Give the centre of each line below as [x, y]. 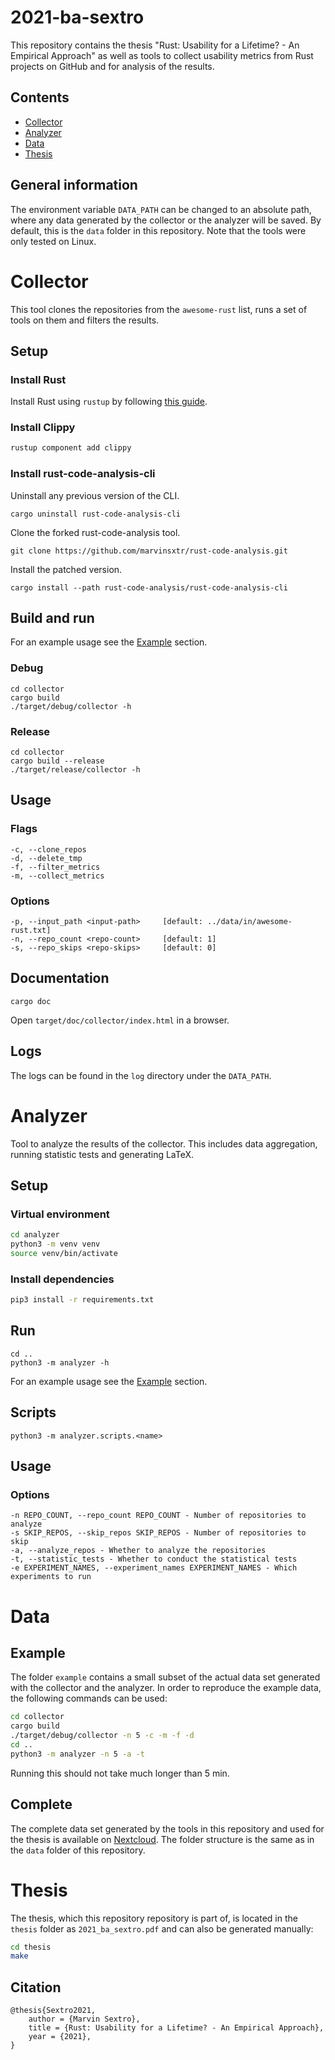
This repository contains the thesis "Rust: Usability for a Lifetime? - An [155, 45]
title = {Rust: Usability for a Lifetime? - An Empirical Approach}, [176, 2028]
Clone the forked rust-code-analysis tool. [95, 532]
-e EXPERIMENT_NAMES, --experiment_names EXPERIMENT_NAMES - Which [154, 1568]
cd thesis [31, 1947]
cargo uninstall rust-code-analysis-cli [96, 514]
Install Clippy [43, 428]
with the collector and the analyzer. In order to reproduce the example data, [166, 1688]
